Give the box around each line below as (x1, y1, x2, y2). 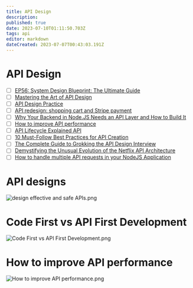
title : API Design (6, 8, 51, 15)
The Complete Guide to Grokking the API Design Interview (14, 140, 156, 148)
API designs (6, 175, 66, 188)
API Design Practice (14, 100, 64, 107)
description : (6, 14, 38, 20)
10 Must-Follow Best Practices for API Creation (14, 134, 129, 141)
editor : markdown (6, 36, 49, 42)
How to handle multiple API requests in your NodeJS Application (14, 153, 171, 161)
